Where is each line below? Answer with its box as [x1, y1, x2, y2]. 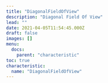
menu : [6, 41, 19, 47]
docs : [11, 47, 25, 53]
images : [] [6, 36, 33, 41]
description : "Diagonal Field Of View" [6, 14, 103, 20]
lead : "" [6, 19, 27, 25]
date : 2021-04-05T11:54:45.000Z [6, 25, 85, 31]
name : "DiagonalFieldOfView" [11, 68, 82, 74]
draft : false [6, 30, 38, 36]
